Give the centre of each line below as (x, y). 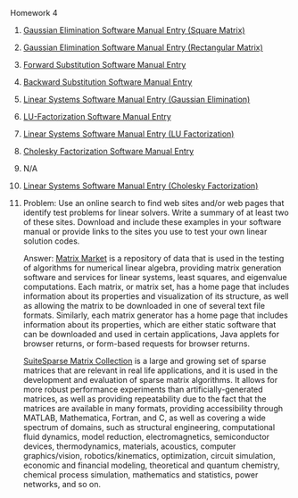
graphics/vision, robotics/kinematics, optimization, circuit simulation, (149, 456)
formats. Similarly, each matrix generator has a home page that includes (155, 315)
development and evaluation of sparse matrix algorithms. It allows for (150, 380)
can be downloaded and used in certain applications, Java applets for (151, 334)
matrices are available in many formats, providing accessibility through (153, 408)
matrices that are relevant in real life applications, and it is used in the (150, 370)
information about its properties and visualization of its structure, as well (156, 296)
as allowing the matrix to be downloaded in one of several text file (144, 306)
